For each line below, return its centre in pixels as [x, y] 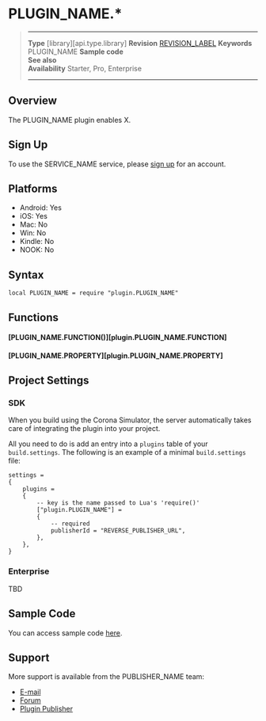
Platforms [33, 188]
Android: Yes [40, 208]
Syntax [26, 275]
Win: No [33, 233]
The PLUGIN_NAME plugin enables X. [70, 120]
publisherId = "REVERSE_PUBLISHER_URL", [118, 531]
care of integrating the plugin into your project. [84, 429]
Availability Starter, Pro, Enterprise [85, 68]
